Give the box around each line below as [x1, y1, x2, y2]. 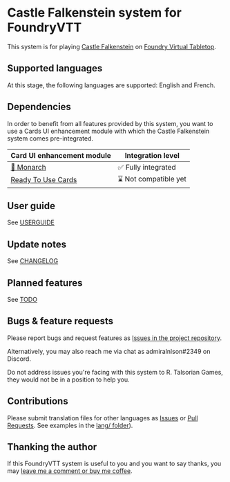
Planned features [7, 277, 83, 289]
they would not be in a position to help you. [7, 375, 130, 384]
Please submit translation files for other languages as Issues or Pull [7, 413, 198, 422]
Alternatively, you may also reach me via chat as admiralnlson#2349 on [7, 347, 211, 355]
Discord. [7, 355, 31, 363]
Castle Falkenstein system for [7, 5, 182, 21]
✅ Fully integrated [117, 162, 176, 172]
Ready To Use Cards [10, 175, 77, 185]
